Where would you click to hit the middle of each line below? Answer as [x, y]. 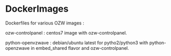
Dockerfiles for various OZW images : [45, 23]
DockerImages [37, 9]
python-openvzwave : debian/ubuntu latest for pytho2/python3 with [77, 43]
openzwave [18, 48]
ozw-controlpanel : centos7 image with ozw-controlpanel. [66, 33]
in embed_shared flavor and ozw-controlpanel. [80, 48]
